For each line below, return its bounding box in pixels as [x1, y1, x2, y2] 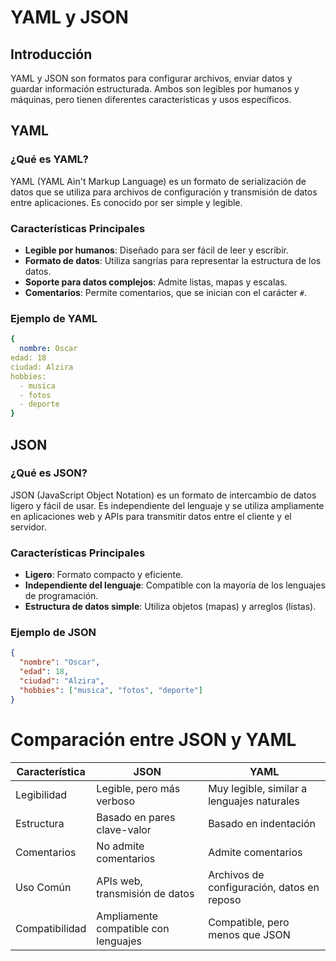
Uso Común [15, 880, 72, 894]
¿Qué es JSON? [10, 466, 88, 480]
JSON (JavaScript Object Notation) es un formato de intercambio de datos [10, 489, 317, 501]
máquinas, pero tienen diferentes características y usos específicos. [10, 94, 292, 105]
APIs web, [96, 874, 143, 888]
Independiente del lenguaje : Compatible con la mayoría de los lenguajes [24, 579, 326, 591]
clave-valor [96, 822, 152, 836]
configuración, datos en [208, 880, 320, 894]
